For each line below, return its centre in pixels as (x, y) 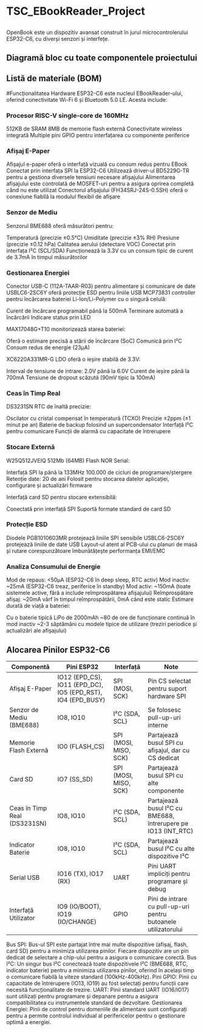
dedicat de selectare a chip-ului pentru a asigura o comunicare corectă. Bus (101, 957)
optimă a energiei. (29, 1022)
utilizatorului (165, 929)
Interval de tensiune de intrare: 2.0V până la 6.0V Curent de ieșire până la (98, 371)
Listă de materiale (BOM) (54, 78)
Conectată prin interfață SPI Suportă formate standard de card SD (89, 509)
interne (158, 725)
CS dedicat (164, 758)
